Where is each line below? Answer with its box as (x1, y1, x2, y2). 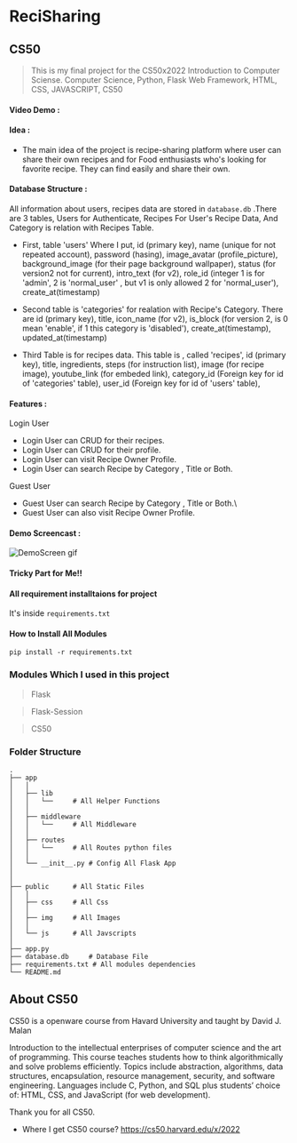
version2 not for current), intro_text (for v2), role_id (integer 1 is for (21, 268, 265, 278)
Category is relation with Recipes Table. (9, 222, 154, 233)
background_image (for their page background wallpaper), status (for (21, 259, 277, 268)
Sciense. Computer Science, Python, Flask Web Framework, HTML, (30, 75, 277, 85)
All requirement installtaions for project (9, 588, 158, 599)
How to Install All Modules (9, 628, 108, 639)
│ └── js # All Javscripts (9, 929, 137, 938)
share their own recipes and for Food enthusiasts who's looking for (21, 154, 267, 164)
